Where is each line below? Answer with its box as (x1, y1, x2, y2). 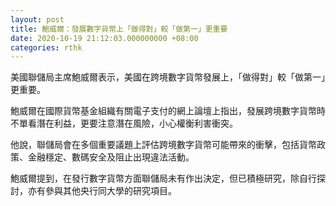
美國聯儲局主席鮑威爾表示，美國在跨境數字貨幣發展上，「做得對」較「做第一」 (10, 71, 326, 83)
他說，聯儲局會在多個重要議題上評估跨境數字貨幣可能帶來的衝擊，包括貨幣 (10, 139, 317, 151)
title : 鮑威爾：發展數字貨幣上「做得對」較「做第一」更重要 (10, 24, 228, 34)
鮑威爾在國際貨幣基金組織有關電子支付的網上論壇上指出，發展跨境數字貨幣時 (10, 105, 326, 117)
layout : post (10, 14, 65, 25)
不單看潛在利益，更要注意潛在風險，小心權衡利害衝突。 (10, 117, 238, 130)
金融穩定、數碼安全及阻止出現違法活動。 (27, 151, 195, 163)
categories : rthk (10, 42, 83, 53)
